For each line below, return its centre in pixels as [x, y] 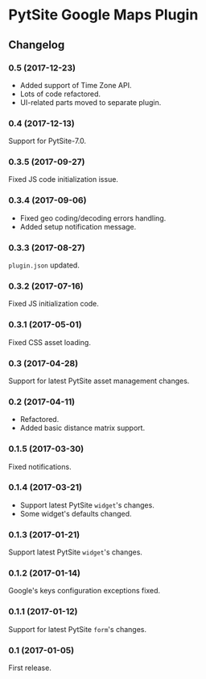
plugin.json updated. [44, 265]
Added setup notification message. [78, 226]
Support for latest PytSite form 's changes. [78, 629]
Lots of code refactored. [60, 94]
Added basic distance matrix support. [82, 428]
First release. [30, 668]
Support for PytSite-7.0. [47, 141]
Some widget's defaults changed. [76, 513]
